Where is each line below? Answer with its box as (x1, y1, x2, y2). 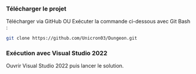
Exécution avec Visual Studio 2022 (6, 49, 108, 57)
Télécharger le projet (6, 5, 67, 13)
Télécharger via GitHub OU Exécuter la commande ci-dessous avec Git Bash (6, 18, 191, 25)
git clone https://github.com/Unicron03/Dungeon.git (6, 36, 137, 41)
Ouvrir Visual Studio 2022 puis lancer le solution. (6, 62, 124, 69)
